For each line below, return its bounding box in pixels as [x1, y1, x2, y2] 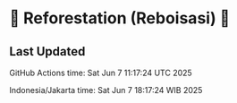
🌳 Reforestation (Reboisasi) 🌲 [9, 8, 231, 29]
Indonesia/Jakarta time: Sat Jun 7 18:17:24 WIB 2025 [9, 85, 203, 95]
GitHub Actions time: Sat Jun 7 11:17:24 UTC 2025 [9, 67, 192, 78]
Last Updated [9, 44, 86, 59]
